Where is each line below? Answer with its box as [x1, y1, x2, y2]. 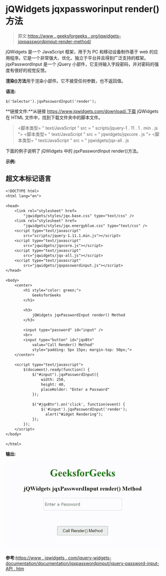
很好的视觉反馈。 [14, 67, 49, 73]
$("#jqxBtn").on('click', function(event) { [32, 402, 125, 407]
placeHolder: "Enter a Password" [41, 387, 110, 392]
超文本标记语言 [5, 175, 51, 183]
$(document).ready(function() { [23, 367, 90, 372]
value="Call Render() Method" [32, 342, 94, 347]
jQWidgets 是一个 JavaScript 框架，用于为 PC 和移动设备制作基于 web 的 [5, 49, 154, 55]
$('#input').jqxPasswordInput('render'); [41, 407, 127, 412]
